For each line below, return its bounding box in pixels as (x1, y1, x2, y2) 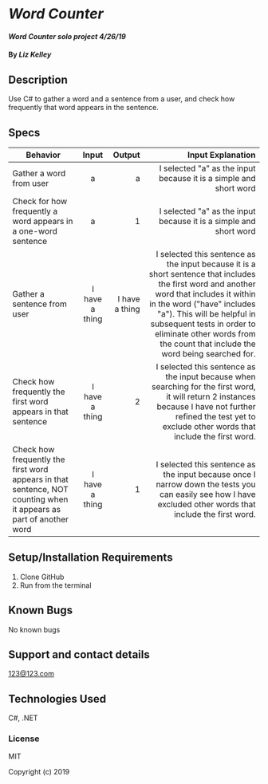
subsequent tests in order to (150, 318, 256, 329)
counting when (12, 494, 69, 505)
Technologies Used (8, 691, 106, 706)
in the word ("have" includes (148, 298, 256, 309)
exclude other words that (162, 421, 256, 431)
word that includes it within (155, 289, 256, 299)
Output (112, 149, 141, 160)
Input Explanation (187, 149, 256, 160)
